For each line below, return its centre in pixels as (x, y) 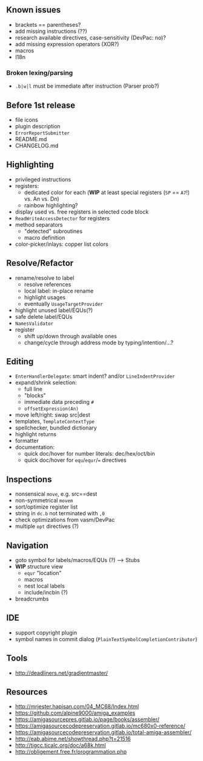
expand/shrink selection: (46, 383)
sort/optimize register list (46, 507)
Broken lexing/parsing (40, 72)
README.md (31, 139)
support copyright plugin (46, 633)
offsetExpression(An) (51, 409)
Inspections (29, 479)
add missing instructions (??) (51, 31)
